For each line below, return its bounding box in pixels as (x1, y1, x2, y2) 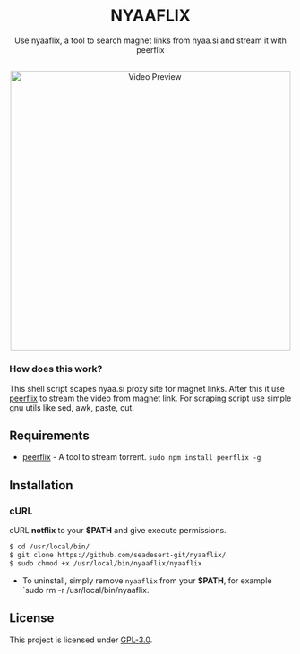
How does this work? (9, 363, 103, 376)
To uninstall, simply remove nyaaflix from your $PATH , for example (21, 574, 272, 586)
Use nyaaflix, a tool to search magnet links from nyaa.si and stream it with (14, 35, 287, 46)
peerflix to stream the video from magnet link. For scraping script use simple (9, 393, 292, 403)
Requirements (9, 429, 90, 444)
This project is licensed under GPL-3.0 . (9, 634, 153, 645)
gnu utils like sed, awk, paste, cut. (9, 402, 134, 412)
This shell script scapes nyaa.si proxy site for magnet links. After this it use (9, 383, 285, 394)
